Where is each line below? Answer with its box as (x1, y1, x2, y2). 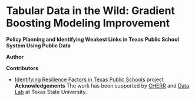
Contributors (6, 64, 39, 71)
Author (6, 53, 24, 60)
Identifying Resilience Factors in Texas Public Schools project (14, 76, 164, 83)
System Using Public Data (6, 42, 71, 49)
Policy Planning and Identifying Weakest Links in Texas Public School (6, 36, 180, 43)
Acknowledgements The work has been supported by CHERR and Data (14, 82, 190, 89)
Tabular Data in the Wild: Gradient (6, 4, 176, 18)
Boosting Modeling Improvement (6, 16, 170, 30)
